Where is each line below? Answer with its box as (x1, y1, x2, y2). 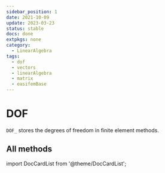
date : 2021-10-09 (6, 14, 50, 20)
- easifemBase (11, 81, 47, 87)
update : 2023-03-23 (6, 20, 55, 26)
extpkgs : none (6, 37, 42, 43)
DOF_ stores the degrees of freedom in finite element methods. (6, 126, 160, 133)
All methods (6, 144, 53, 154)
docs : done (6, 31, 33, 37)
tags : (6, 53, 20, 59)
